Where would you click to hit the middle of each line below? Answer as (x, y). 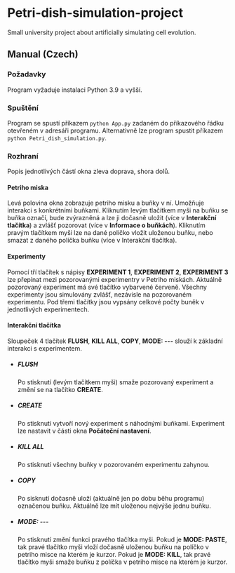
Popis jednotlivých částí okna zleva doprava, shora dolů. (89, 171)
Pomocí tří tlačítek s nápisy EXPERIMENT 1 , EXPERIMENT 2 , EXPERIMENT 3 (118, 272)
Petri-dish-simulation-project (95, 13)
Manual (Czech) (43, 54)
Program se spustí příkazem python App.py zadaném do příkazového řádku (116, 123)
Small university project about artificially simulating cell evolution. (102, 32)
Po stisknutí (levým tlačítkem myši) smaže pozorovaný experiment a (115, 382)
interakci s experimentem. (45, 348)
